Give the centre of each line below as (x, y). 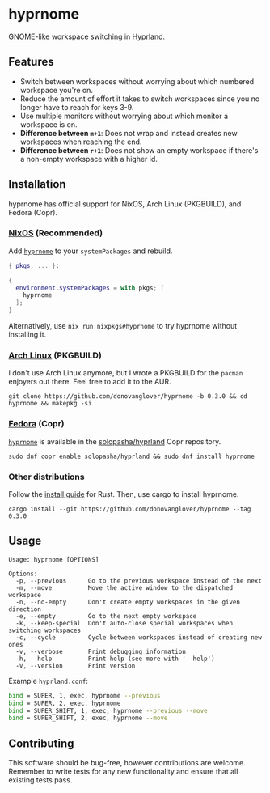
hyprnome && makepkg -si (50, 404)
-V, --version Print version (76, 666)
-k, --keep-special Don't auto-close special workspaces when (124, 623)
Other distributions (46, 477)
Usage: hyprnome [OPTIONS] (54, 559)
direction (25, 609)
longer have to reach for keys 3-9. (77, 107)
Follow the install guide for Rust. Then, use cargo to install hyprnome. (124, 494)
